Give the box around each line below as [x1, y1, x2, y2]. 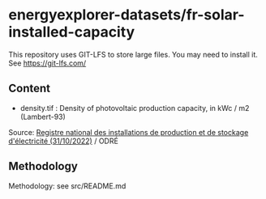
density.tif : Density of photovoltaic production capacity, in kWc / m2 [19, 103, 250, 112]
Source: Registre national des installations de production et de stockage [8, 127, 249, 137]
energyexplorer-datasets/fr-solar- [8, 6, 245, 24]
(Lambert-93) [19, 112, 66, 121]
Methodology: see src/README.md [8, 180, 127, 191]
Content [8, 82, 51, 95]
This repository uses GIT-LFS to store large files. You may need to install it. [8, 49, 258, 59]
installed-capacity [8, 23, 135, 41]
